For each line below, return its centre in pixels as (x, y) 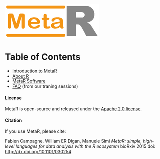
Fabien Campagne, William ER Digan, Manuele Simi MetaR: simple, (74, 141)
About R (21, 76)
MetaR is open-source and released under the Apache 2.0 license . (74, 109)
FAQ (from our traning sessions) (45, 86)
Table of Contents (43, 57)
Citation (14, 120)
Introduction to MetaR (35, 71)
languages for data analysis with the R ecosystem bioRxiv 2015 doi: (85, 146)
